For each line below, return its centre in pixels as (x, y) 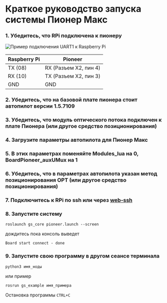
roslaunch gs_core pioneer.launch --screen (52, 224)
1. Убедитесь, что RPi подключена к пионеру (64, 36)
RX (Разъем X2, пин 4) (73, 68)
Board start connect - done (35, 243)
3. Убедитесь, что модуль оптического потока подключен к (83, 120)
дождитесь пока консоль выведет (43, 234)
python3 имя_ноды (24, 267)
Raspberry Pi (24, 59)
